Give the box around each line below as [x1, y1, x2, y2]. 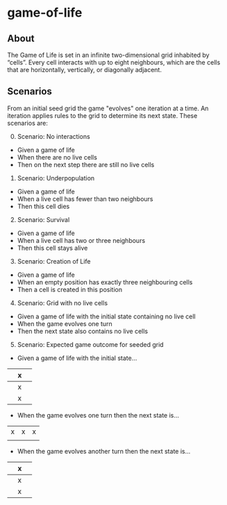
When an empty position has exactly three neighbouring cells [17, 277, 193, 286]
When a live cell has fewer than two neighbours [17, 194, 153, 203]
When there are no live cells [17, 153, 97, 161]
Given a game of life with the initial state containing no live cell [17, 312, 196, 320]
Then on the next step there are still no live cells [17, 160, 155, 169]
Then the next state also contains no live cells [17, 327, 148, 335]
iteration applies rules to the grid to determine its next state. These [7, 111, 198, 119]
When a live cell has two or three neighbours [17, 236, 146, 244]
